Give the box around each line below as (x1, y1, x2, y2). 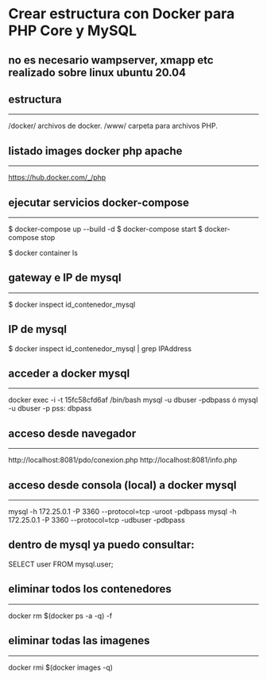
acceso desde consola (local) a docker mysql (8, 478, 237, 492)
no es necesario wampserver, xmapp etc (8, 53, 214, 67)
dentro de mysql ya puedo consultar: (8, 538, 195, 552)
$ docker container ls (8, 248, 78, 258)
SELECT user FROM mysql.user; (8, 559, 114, 569)
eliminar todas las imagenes (8, 634, 150, 647)
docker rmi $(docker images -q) (8, 663, 114, 672)
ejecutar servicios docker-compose (8, 195, 189, 209)
